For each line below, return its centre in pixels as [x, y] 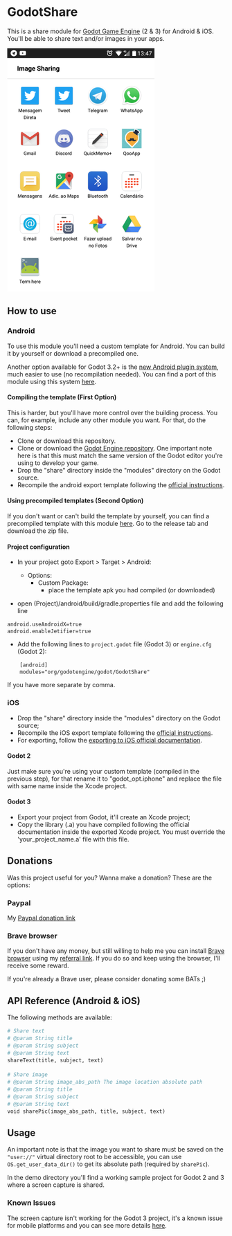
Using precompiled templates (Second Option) [75, 501]
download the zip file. [38, 531]
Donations [30, 861]
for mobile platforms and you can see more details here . [87, 1225]
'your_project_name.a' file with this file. [73, 839]
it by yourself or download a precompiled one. [73, 353]
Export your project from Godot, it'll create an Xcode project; [104, 817]
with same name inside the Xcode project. [67, 785]
